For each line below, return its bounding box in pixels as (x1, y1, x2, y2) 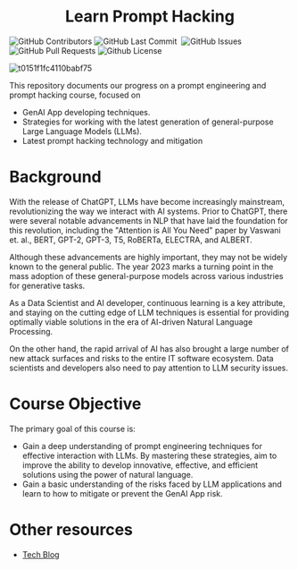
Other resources (9, 520, 134, 539)
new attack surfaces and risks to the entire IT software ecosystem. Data (9, 352, 274, 363)
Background (9, 167, 102, 187)
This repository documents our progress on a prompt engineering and (9, 80, 267, 90)
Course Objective (9, 394, 142, 414)
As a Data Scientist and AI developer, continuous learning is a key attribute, (9, 297, 286, 308)
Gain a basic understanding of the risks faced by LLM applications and (21, 479, 283, 489)
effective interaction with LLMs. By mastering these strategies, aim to (21, 450, 277, 461)
